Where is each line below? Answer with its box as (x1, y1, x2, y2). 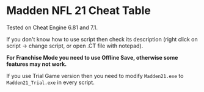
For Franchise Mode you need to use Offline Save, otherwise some (6, 54, 178, 61)
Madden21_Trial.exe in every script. (6, 79, 95, 86)
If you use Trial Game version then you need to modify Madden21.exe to (6, 72, 184, 79)
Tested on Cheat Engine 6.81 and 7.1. (6, 24, 98, 31)
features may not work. (6, 60, 67, 68)
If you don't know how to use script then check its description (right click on (6, 35, 199, 43)
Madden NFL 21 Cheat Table (6, 4, 151, 18)
